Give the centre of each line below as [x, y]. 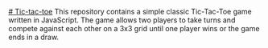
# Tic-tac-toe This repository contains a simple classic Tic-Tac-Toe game [130, 12]
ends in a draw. [33, 37]
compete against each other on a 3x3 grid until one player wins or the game [134, 28]
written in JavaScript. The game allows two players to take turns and [122, 20]
